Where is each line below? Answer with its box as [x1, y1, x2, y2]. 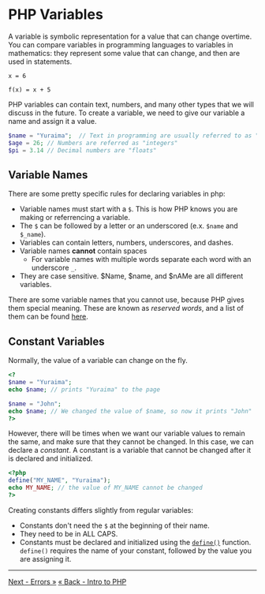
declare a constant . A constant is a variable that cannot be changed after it [8, 446, 252, 455]
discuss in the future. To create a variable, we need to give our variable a [8, 108, 245, 118]
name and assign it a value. [8, 116, 97, 125]
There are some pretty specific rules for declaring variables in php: [8, 189, 226, 199]
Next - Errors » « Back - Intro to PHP [8, 577, 127, 586]
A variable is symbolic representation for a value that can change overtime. [8, 32, 252, 41]
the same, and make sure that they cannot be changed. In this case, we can [8, 437, 254, 446]
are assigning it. [19, 554, 72, 563]
